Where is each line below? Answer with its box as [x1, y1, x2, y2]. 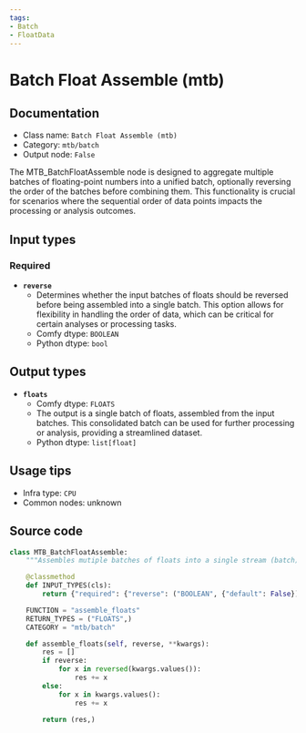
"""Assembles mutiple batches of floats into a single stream [25, 556, 267, 565]
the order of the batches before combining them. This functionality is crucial [9, 186, 296, 197]
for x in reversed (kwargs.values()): [57, 665, 202, 674]
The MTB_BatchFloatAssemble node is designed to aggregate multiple [9, 167, 274, 178]
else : [42, 681, 64, 690]
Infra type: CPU [22, 487, 76, 498]
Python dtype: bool [36, 338, 108, 349]
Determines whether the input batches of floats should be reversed [36, 290, 289, 300]
